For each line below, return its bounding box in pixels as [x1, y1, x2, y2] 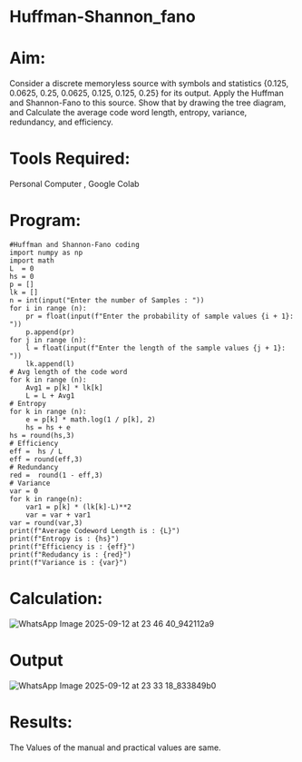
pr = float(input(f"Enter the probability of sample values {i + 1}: [25, 312, 295, 321]
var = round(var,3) [9, 519, 83, 528]
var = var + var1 [25, 510, 92, 520]
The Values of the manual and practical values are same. [9, 742, 221, 753]
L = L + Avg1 [25, 391, 75, 401]
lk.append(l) [25, 360, 75, 369]
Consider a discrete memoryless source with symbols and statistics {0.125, [9, 78, 288, 89]
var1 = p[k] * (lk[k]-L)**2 [25, 502, 132, 511]
